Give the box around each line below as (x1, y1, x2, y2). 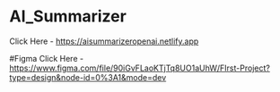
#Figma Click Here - (9, 53, 83, 63)
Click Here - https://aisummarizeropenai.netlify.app (9, 36, 199, 46)
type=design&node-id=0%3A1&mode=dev (9, 71, 167, 82)
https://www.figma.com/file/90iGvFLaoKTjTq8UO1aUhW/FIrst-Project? (9, 63, 271, 73)
